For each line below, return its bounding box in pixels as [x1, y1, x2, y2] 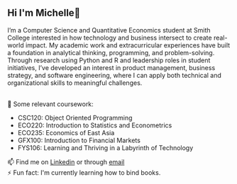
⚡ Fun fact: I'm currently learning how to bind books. [7, 168, 161, 177]
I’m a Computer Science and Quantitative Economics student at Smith [7, 25, 211, 34]
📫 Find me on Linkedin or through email [7, 157, 125, 166]
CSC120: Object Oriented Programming [17, 113, 133, 122]
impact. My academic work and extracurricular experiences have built [25, 40, 231, 50]
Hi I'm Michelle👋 [7, 7, 81, 19]
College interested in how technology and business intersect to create [7, 33, 212, 42]
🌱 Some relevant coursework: [7, 100, 94, 108]
